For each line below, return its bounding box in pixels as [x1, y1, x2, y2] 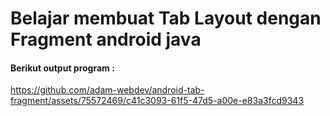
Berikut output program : [10, 62, 115, 74]
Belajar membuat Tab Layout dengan [10, 7, 322, 30]
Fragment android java [10, 28, 202, 51]
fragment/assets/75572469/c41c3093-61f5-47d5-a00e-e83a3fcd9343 [10, 95, 305, 107]
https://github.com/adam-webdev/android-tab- [10, 84, 205, 96]
